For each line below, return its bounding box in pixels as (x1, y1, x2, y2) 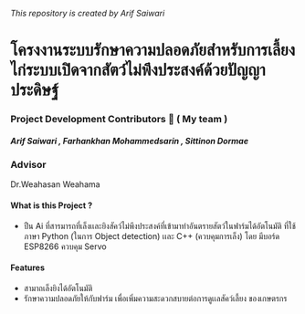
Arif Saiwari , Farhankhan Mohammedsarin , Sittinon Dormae (10, 135, 249, 146)
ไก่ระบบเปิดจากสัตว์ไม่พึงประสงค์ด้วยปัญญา (10, 59, 266, 80)
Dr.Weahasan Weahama (10, 179, 100, 190)
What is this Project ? (10, 200, 93, 211)
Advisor (10, 159, 47, 172)
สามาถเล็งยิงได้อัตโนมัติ (23, 282, 93, 293)
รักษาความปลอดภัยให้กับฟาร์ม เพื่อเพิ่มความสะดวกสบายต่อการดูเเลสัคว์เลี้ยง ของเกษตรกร (23, 292, 288, 304)
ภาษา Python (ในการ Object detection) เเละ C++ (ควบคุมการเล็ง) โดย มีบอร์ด (23, 230, 280, 241)
